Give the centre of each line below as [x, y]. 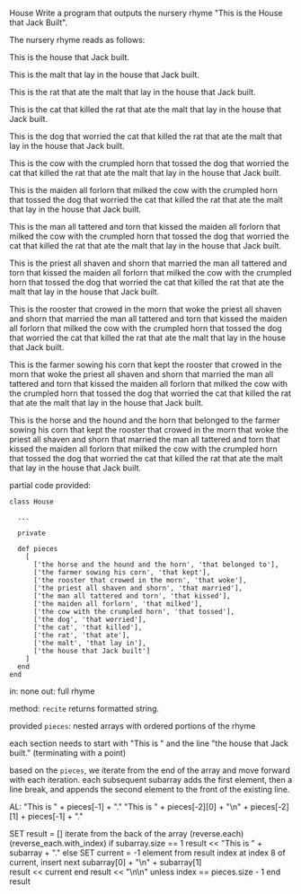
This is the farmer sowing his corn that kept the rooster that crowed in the [146, 364]
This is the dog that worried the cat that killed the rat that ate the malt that [146, 136]
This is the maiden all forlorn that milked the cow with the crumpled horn [144, 190]
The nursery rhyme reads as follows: [77, 40]
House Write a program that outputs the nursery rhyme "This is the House [146, 13]
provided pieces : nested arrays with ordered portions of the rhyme [133, 726]
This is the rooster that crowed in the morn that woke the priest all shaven [146, 309]
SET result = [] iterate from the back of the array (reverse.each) [127, 833]
